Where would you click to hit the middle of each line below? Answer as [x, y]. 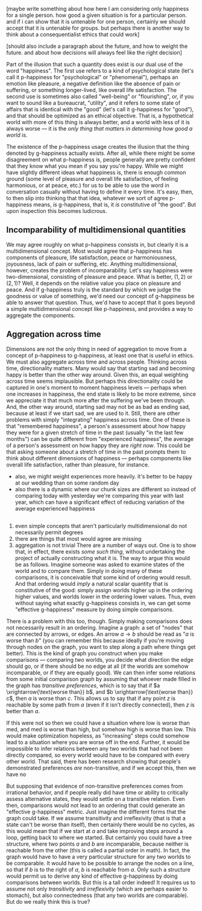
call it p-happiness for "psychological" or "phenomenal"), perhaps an [92, 77]
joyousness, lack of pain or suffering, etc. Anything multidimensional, [92, 264]
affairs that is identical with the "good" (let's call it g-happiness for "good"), [100, 109]
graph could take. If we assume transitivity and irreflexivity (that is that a [96, 818]
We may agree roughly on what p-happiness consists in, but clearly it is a [97, 244]
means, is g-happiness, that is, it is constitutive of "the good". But [114, 204]
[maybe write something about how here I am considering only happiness [98, 9]
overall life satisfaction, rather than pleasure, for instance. [78, 465]
